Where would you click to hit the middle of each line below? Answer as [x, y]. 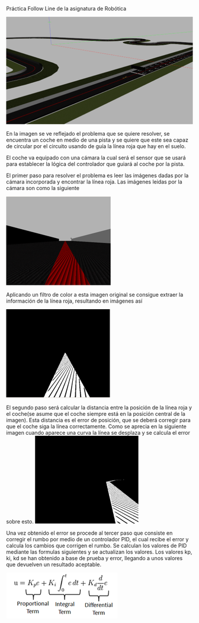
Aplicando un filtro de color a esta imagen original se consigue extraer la [95, 294]
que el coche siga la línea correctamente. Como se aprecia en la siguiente [96, 426]
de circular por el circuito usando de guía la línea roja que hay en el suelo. [96, 146]
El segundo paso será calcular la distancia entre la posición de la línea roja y [99, 407]
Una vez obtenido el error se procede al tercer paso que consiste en [89, 533]
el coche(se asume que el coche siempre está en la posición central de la [96, 413]
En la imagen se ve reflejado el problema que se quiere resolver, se [88, 133]
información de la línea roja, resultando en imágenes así [74, 301]
